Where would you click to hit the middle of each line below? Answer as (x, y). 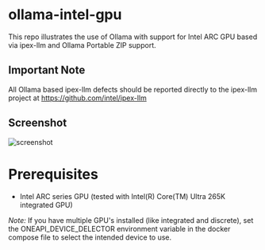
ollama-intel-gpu (65, 15)
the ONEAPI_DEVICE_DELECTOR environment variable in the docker (119, 229)
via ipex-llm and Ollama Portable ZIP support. (82, 45)
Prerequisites (54, 174)
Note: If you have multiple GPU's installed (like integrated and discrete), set (131, 220)
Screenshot (38, 123)
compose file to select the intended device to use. (90, 237)
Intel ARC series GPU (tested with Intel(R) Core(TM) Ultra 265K (123, 196)
